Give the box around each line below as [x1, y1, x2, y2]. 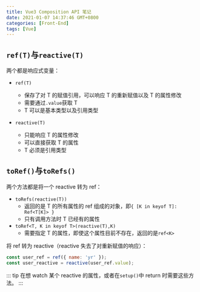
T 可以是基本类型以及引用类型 [24, 107, 99, 114]
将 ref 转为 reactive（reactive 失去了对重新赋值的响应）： [6, 242, 147, 249]
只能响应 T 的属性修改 [24, 131, 79, 139]
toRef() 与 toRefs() [6, 166, 76, 176]
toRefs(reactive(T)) [15, 196, 67, 202]
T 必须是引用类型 [24, 147, 67, 154]
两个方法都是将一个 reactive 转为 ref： [6, 183, 102, 190]
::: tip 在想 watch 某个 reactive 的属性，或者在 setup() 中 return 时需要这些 [6, 271, 189, 279]
